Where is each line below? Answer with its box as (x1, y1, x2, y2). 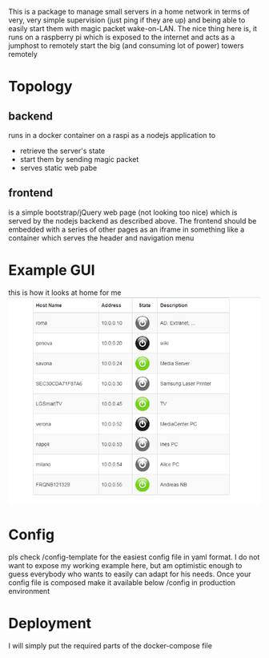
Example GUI (8, 261, 95, 279)
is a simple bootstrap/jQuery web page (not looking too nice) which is (8, 208, 238, 217)
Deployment (8, 615, 92, 632)
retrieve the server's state (19, 146, 106, 155)
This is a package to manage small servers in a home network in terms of (8, 7, 250, 16)
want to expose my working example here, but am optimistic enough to (8, 560, 243, 570)
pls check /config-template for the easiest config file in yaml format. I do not (8, 552, 260, 562)
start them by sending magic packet (19, 155, 139, 163)
